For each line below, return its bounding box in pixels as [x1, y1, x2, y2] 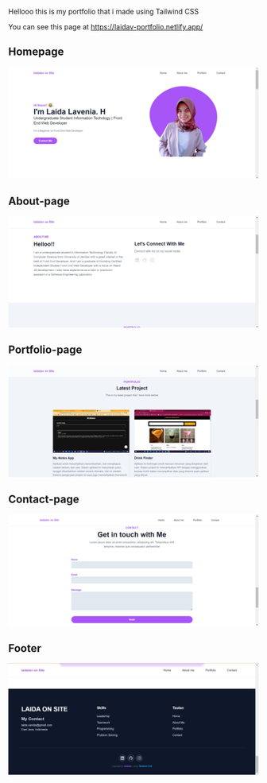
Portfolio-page [8, 343, 83, 357]
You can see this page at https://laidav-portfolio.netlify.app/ [8, 22, 203, 31]
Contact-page [8, 493, 79, 506]
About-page [8, 194, 70, 207]
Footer [8, 642, 42, 655]
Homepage [8, 45, 64, 59]
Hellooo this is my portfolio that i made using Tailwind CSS [8, 7, 199, 16]
